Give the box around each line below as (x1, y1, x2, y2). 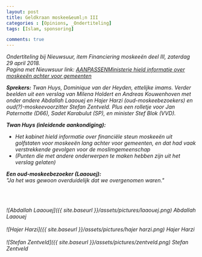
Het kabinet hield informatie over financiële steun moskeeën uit (14, 133, 173, 141)
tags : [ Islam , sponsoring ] (6, 25, 74, 32)
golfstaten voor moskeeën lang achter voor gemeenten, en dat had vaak (14, 139, 196, 147)
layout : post (6, 8, 39, 15)
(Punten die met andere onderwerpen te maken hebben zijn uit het (14, 152, 181, 160)
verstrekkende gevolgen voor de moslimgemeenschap (14, 146, 151, 153)
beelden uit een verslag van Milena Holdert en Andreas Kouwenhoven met (6, 90, 191, 98)
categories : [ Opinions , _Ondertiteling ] (6, 20, 112, 26)
